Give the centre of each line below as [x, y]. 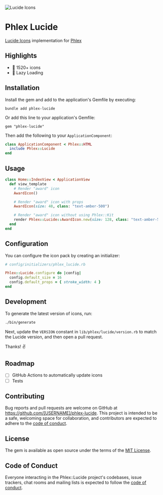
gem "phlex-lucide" [25, 126]
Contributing [25, 396]
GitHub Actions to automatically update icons [57, 375]
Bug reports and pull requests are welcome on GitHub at [61, 408]
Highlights [21, 56]
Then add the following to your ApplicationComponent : [59, 135]
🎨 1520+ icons [26, 67]
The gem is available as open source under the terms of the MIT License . [78, 450]
